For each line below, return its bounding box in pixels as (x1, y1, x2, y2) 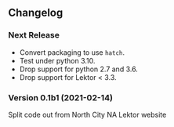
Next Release (8, 30, 60, 41)
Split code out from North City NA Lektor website (8, 110, 167, 119)
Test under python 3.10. (19, 56, 96, 65)
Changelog (8, 6, 63, 20)
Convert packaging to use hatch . (19, 47, 125, 57)
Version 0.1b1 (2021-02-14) (8, 92, 114, 103)
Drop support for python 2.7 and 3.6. (19, 64, 139, 74)
